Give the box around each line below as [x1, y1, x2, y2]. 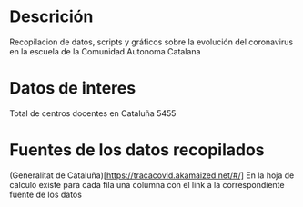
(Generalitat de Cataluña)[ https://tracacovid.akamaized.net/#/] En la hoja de [9, 170, 295, 181]
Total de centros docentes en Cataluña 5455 [9, 107, 177, 119]
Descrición [9, 6, 94, 27]
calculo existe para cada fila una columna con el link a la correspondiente [9, 179, 285, 190]
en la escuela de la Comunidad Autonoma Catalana [9, 45, 201, 56]
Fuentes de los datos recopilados [9, 140, 266, 161]
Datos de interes [9, 78, 136, 99]
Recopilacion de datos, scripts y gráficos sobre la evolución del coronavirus [9, 36, 294, 47]
